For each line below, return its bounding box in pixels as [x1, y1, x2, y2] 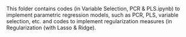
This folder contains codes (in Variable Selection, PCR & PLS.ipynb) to [6, 5, 180, 12]
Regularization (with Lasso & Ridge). [6, 24, 97, 31]
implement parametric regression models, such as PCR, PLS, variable [6, 11, 179, 18]
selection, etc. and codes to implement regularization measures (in [6, 18, 172, 24]
